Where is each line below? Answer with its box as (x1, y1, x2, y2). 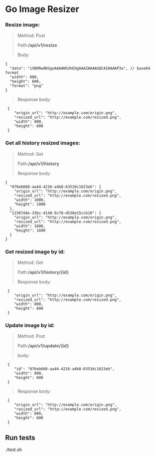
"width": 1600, (14, 224, 46, 228)
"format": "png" (9, 83, 43, 88)
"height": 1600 (14, 228, 46, 233)
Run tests (5, 433, 35, 442)
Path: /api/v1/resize (17, 42, 57, 48)
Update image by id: (5, 322, 55, 329)
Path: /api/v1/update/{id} (17, 343, 69, 349)
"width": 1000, (14, 197, 46, 203)
